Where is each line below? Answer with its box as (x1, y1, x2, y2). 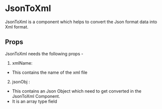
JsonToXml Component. (12, 93, 61, 99)
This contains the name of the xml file (12, 69, 88, 75)
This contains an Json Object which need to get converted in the (12, 88, 142, 94)
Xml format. (5, 24, 29, 29)
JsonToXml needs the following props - (5, 51, 83, 56)
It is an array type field (12, 98, 57, 104)
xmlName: (12, 60, 32, 66)
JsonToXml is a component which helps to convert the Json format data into (5, 19, 158, 25)
